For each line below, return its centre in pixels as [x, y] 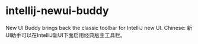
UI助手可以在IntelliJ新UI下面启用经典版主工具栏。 [66, 35]
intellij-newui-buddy [57, 11]
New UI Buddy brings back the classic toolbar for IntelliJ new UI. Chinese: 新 [99, 28]
